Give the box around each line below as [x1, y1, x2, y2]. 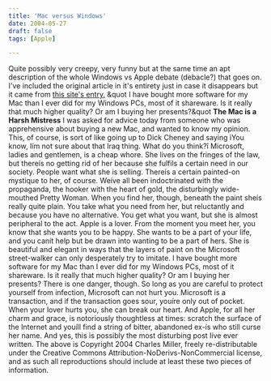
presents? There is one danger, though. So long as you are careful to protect [8, 279, 264, 289]
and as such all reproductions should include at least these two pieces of [8, 357, 252, 366]
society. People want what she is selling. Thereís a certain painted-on [8, 167, 240, 177]
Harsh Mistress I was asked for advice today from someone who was [8, 115, 241, 126]
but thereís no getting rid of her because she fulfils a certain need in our [8, 159, 249, 169]
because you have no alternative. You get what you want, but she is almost [8, 210, 258, 220]
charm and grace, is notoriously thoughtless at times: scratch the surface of [8, 314, 261, 323]
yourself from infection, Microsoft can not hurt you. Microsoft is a [8, 288, 227, 298]
